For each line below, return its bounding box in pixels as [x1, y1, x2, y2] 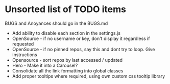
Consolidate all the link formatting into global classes [12, 67, 124, 74]
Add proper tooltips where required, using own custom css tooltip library [12, 73, 165, 79]
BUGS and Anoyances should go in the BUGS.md [5, 20, 108, 26]
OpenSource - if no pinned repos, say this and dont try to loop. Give [12, 46, 155, 52]
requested [12, 40, 34, 47]
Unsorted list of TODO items [5, 4, 126, 15]
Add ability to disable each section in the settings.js [12, 30, 121, 36]
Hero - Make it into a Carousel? [12, 62, 78, 68]
